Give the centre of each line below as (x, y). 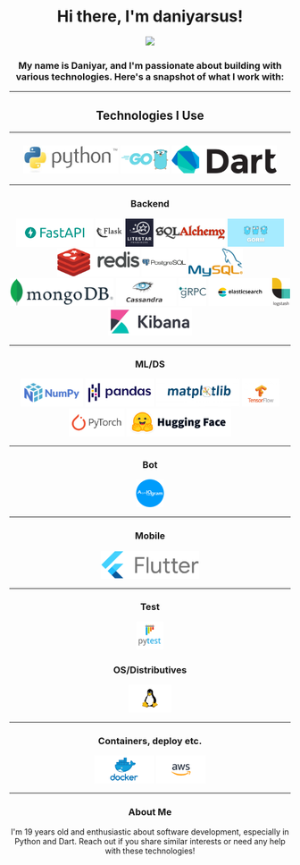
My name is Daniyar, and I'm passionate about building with (150, 65)
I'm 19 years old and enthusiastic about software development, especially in (150, 831)
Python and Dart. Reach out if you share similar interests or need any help (150, 841)
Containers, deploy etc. (150, 742)
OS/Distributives (150, 670)
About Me (150, 812)
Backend (150, 204)
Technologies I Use (150, 115)
